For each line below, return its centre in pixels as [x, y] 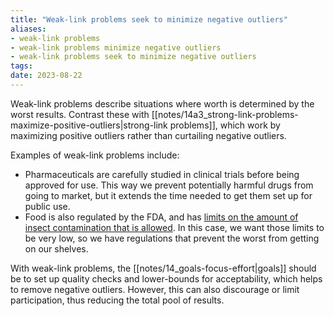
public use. [47, 206]
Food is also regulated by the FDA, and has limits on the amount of [161, 217]
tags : [21, 66]
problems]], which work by [225, 125]
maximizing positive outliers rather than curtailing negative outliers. [148, 135]
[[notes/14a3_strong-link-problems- [225, 114]
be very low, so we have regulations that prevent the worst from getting [172, 238]
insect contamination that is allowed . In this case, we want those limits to [174, 227]
